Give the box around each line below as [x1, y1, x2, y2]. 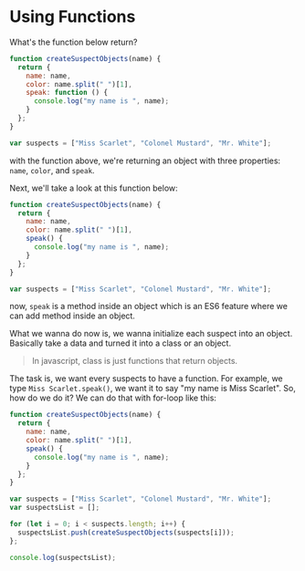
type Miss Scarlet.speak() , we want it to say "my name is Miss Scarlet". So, [9, 383, 297, 394]
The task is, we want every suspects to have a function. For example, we [9, 373, 283, 384]
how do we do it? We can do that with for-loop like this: [9, 392, 217, 403]
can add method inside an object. [9, 310, 135, 321]
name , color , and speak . [9, 164, 95, 175]
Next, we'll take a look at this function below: [9, 182, 178, 193]
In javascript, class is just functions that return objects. [31, 356, 238, 367]
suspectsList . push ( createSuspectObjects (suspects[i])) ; [17, 527, 235, 537]
